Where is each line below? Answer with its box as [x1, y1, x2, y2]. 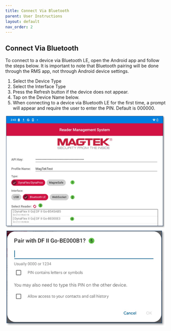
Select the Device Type [12, 78, 62, 84]
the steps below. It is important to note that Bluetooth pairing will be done [5, 63, 159, 69]
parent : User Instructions [5, 13, 63, 19]
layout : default [5, 19, 40, 24]
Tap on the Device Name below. [12, 94, 80, 100]
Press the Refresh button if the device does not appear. [12, 89, 129, 95]
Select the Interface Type [12, 84, 66, 90]
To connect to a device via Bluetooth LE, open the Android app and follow [5, 58, 159, 64]
